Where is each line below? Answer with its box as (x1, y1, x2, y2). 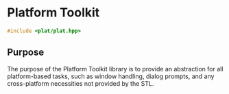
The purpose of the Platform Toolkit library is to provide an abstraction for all (7, 64, 224, 73)
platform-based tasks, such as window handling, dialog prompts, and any (7, 72, 215, 80)
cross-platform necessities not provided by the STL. (7, 79, 154, 87)
